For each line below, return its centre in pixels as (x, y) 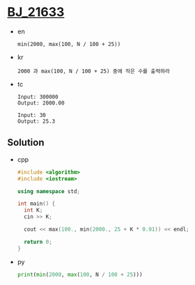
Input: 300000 (38, 97)
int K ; (33, 210)
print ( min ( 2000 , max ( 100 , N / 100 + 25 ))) (80, 275)
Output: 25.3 (36, 121)
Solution (26, 142)
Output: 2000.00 (41, 103)
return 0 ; (38, 242)
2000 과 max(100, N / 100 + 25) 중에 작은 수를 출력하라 (94, 71)
